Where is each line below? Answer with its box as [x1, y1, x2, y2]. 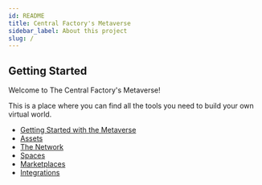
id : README [8, 11, 45, 20]
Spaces [19, 150, 46, 161]
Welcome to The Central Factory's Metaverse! [8, 85, 161, 95]
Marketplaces [19, 159, 66, 169]
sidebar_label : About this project [8, 27, 128, 35]
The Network [19, 142, 64, 152]
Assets [19, 134, 43, 143]
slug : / [8, 34, 35, 43]
